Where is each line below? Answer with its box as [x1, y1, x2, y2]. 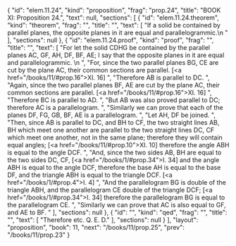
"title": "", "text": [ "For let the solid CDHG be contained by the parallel [7, 44, 210, 51]
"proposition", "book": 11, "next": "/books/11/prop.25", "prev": [7, 223, 185, 231]
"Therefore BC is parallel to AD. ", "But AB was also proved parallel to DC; [7, 96, 221, 104]
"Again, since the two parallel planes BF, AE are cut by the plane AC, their [7, 81, 221, 89]
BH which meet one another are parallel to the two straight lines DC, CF [7, 126, 215, 134]
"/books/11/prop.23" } [7, 230, 70, 239]
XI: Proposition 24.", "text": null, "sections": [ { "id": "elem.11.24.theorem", [7, 13, 220, 22]
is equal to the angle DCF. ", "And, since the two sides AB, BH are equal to [7, 148, 222, 156]
